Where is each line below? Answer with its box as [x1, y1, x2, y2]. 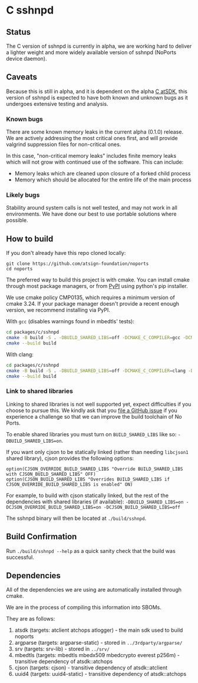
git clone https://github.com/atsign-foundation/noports [6, 261, 149, 267]
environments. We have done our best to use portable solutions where [6, 210, 177, 218]
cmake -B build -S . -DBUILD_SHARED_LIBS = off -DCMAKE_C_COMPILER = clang [6, 367, 186, 374]
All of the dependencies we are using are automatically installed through [6, 586, 181, 594]
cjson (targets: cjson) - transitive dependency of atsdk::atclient [14, 664, 168, 671]
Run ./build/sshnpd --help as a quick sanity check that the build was [6, 547, 176, 554]
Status [6, 27, 31, 37]
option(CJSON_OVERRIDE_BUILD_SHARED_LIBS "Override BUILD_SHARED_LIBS [6, 466, 183, 472]
